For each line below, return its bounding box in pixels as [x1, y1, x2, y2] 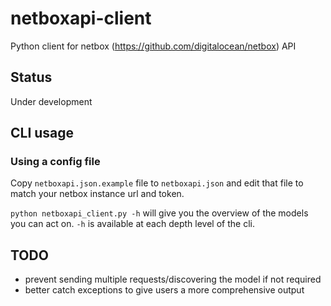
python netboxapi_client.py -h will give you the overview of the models [10, 207, 309, 219]
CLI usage [10, 125, 75, 142]
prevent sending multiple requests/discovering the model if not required [24, 273, 322, 286]
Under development [10, 95, 93, 107]
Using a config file [10, 155, 101, 169]
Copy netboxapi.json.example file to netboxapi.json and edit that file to [10, 177, 304, 189]
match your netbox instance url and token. [10, 188, 185, 200]
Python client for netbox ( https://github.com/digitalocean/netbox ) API [10, 40, 297, 52]
